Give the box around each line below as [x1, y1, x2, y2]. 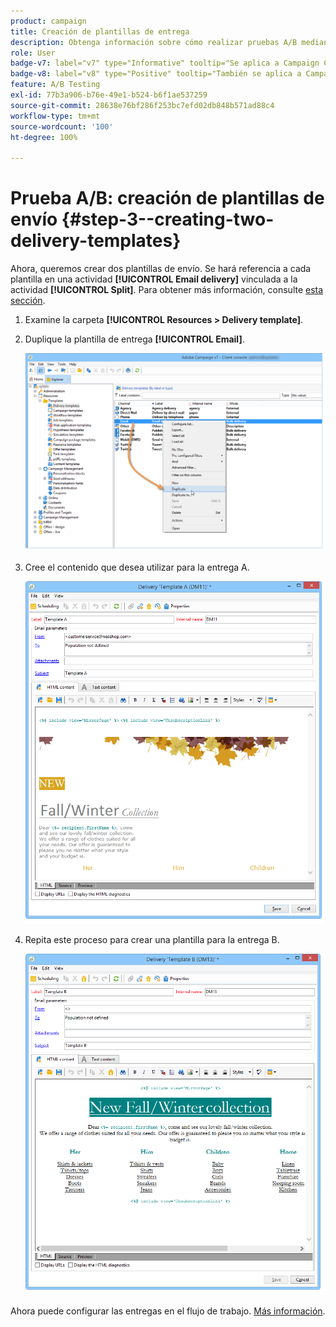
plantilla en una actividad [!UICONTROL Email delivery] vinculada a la [10, 273, 298, 285]
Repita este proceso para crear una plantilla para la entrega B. [24, 933, 280, 945]
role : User [10, 48, 56, 58]
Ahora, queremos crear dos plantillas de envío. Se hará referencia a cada [10, 263, 312, 275]
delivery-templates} [10, 230, 182, 252]
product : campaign [10, 16, 87, 26]
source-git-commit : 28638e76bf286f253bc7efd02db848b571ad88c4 [10, 100, 275, 110]
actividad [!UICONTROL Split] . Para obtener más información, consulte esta [10, 284, 324, 296]
